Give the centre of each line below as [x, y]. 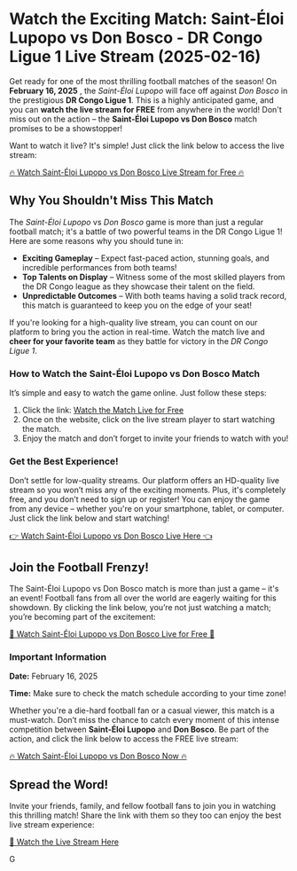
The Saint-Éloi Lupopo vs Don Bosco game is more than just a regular [137, 222]
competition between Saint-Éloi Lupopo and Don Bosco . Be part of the [139, 730]
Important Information [58, 657]
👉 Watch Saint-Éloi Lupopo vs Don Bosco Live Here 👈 [111, 536]
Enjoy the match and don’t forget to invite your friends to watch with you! [155, 438]
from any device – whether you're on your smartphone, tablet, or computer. [147, 509]
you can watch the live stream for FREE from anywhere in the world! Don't [145, 109]
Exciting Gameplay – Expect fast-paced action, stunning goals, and [145, 258]
